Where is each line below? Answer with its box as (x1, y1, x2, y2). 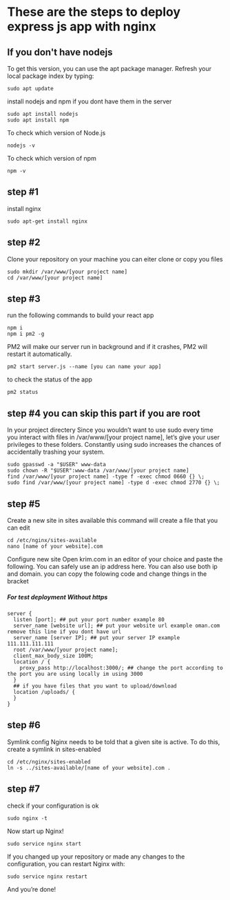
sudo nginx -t (7, 814, 48, 821)
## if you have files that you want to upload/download (13, 683, 177, 690)
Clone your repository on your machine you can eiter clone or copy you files (7, 254, 223, 263)
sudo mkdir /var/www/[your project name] (7, 268, 128, 275)
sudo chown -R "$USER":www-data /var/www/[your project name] (7, 467, 189, 474)
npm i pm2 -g (7, 330, 45, 338)
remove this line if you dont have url (7, 628, 122, 635)
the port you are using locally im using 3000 (7, 670, 143, 678)
